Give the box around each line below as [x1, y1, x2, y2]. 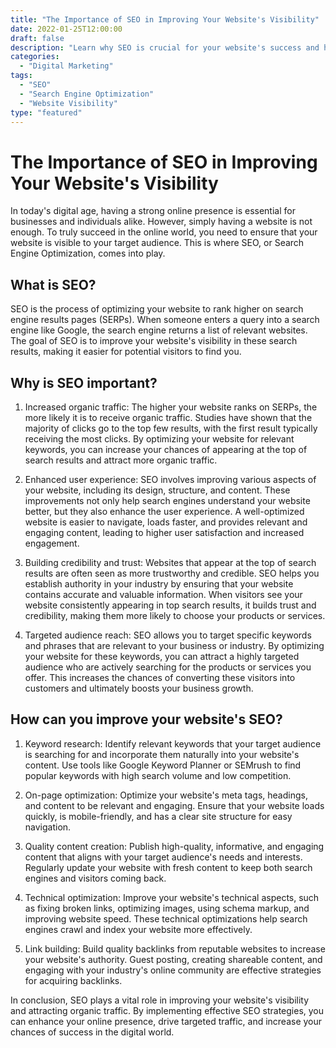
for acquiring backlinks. [24, 974, 123, 986]
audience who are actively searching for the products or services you [24, 661, 312, 673]
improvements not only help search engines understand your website [24, 494, 311, 506]
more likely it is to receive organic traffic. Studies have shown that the [24, 411, 313, 423]
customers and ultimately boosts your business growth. [24, 682, 254, 694]
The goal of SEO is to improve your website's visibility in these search [10, 335, 298, 347]
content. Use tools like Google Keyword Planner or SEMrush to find [24, 759, 302, 771]
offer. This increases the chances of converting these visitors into [24, 671, 296, 683]
